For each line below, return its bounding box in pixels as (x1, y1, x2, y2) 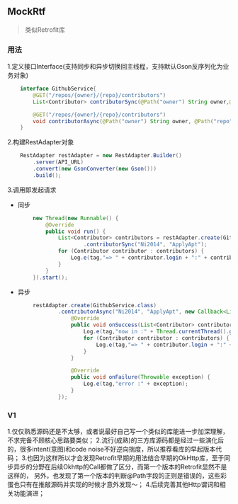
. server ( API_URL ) (33, 159, 84, 166)
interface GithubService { (20, 85, 97, 93)
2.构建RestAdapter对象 (7, 138, 74, 147)
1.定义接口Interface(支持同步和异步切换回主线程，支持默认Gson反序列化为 (7, 62, 223, 71)
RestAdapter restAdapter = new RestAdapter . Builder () (20, 152, 182, 159)
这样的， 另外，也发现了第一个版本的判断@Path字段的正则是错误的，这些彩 (7, 471, 227, 480)
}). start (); (33, 274, 69, 281)
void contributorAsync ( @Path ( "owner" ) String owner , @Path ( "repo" (33, 118, 233, 125)
